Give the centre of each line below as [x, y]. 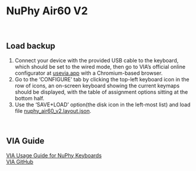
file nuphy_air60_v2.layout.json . [53, 110]
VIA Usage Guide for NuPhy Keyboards [54, 155]
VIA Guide [25, 141]
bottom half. [29, 98]
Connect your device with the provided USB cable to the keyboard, [97, 60]
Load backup [31, 46]
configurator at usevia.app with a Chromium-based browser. [88, 73]
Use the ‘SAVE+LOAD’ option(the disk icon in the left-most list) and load [102, 104]
